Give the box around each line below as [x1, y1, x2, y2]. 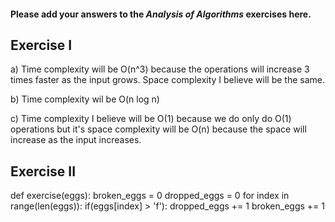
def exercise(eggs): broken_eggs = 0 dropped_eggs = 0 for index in [10, 190, 290, 202]
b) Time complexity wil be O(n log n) [10, 93, 160, 105]
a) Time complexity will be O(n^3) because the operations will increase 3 [10, 63, 310, 75]
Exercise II [10, 163, 77, 180]
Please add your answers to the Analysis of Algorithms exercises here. [10, 8, 312, 20]
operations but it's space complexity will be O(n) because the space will [10, 123, 307, 135]
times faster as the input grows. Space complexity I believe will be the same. [10, 74, 326, 86]
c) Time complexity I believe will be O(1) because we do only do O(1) [10, 113, 292, 125]
